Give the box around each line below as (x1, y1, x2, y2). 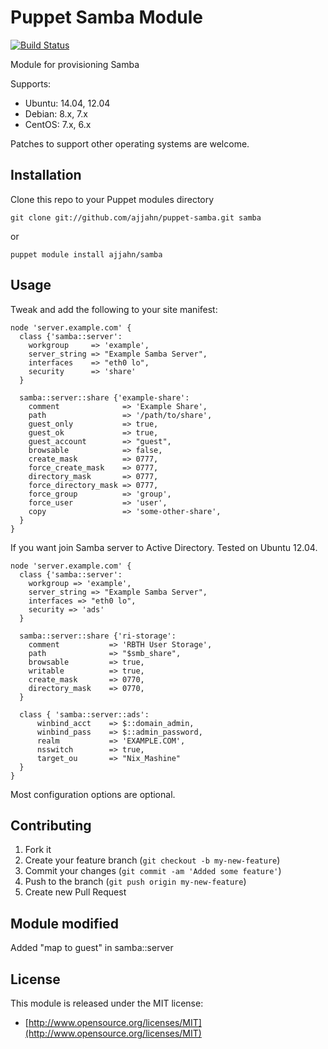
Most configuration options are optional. (10, 788, 176, 800)
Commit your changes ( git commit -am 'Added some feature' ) (24, 865, 282, 877)
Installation (10, 167, 82, 184)
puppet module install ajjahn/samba (10, 249, 163, 260)
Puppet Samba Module (10, 6, 203, 29)
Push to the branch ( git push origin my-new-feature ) (24, 876, 247, 888)
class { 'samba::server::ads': (19, 709, 150, 720)
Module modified (10, 915, 119, 932)
